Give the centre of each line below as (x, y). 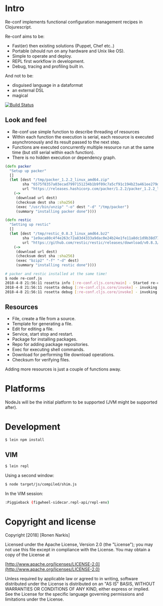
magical (20, 95)
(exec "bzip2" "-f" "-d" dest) (47, 261)
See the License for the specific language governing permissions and (74, 594)
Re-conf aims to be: (25, 36)
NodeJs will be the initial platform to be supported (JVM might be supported (81, 402)
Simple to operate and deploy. (42, 56)
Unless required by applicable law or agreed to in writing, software (72, 579)
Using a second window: (30, 475)
